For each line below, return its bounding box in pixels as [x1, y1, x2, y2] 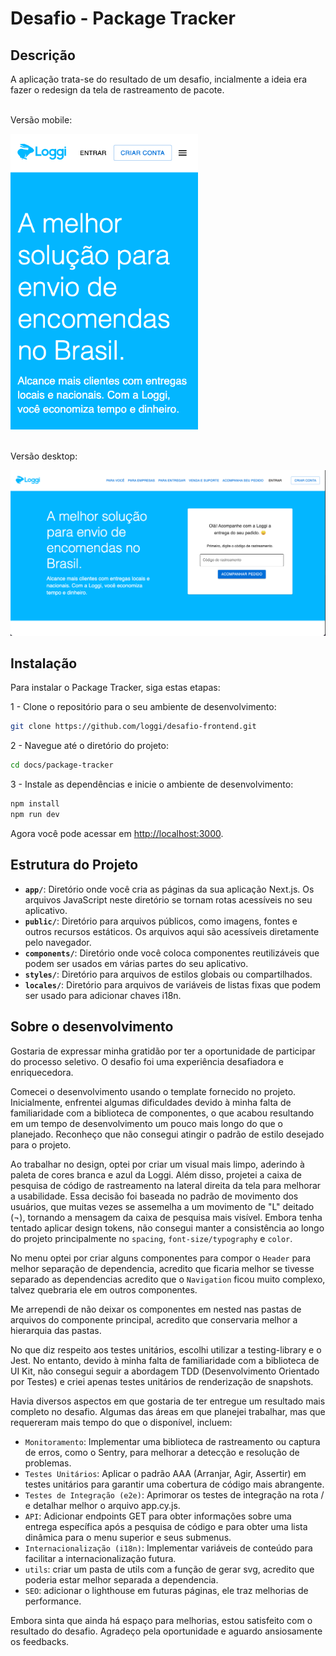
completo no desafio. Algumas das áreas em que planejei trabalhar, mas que [10, 1405, 326, 1417]
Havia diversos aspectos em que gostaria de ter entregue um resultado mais [10, 1395, 326, 1407]
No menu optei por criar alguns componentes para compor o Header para [10, 1252, 312, 1264]
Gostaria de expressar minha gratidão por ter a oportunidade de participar [10, 1045, 316, 1057]
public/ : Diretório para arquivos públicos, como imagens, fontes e [24, 915, 298, 927]
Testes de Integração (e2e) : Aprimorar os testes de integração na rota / [24, 1488, 325, 1501]
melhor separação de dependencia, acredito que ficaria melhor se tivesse [10, 1262, 315, 1274]
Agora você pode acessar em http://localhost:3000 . [10, 827, 224, 839]
